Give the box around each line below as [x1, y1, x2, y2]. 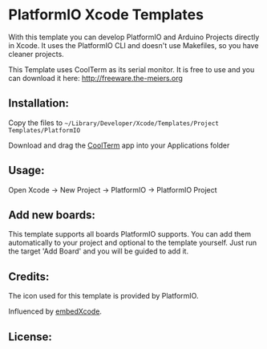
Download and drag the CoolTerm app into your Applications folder [8, 140, 230, 150]
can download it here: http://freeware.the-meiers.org [8, 73, 183, 83]
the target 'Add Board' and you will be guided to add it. [8, 246, 189, 256]
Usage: [8, 164, 46, 177]
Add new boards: [8, 208, 96, 221]
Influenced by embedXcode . [8, 306, 103, 316]
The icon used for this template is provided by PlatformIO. [8, 291, 199, 301]
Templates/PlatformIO [8, 126, 81, 134]
